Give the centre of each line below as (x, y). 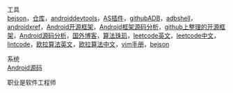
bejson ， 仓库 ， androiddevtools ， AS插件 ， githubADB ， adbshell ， (102, 18)
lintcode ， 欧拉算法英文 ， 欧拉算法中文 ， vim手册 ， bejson (88, 44)
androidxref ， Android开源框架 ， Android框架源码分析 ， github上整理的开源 (113, 27)
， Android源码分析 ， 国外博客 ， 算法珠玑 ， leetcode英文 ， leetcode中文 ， (117, 35)
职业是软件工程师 (32, 82)
